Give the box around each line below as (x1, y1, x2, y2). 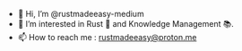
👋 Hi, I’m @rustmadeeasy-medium (17, 9, 145, 19)
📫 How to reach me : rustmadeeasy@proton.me (17, 32, 197, 42)
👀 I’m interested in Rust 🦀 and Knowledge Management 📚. (17, 19, 235, 29)
